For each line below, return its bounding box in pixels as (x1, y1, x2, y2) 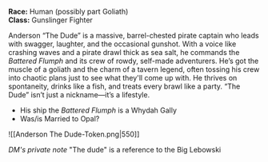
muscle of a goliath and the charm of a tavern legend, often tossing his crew (8, 65, 260, 74)
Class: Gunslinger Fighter (8, 15, 94, 25)
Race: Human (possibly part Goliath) (8, 7, 129, 16)
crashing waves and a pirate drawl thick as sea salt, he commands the (8, 48, 240, 57)
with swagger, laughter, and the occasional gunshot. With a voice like (8, 39, 237, 49)
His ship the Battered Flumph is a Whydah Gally (19, 105, 178, 115)
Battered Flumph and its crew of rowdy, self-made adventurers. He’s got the (8, 56, 259, 65)
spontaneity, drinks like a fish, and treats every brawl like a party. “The (8, 81, 241, 91)
